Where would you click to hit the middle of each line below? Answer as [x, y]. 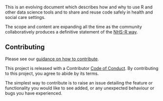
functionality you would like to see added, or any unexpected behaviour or [80, 88]
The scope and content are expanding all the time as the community [74, 27]
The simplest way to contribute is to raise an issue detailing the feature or [79, 83]
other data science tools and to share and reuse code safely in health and [79, 12]
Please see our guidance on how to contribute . [52, 59]
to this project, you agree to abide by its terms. [52, 73]
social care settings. [25, 17]
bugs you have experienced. [34, 93]
